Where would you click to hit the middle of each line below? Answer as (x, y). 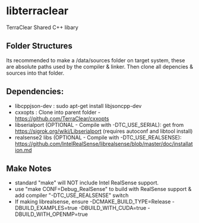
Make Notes (29, 168)
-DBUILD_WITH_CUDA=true (113, 208)
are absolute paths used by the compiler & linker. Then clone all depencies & (99, 66)
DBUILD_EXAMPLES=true (46, 208)
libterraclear (37, 11)
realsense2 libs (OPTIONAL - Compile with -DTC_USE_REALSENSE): (98, 137)
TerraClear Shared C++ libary (42, 27)
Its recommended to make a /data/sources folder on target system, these (96, 60)
